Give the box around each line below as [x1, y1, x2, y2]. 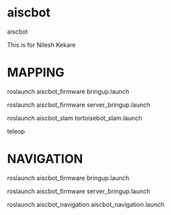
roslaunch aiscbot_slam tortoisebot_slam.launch [7, 114, 142, 122]
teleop [7, 127, 25, 135]
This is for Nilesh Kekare [7, 40, 76, 49]
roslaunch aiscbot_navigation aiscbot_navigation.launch [7, 200, 165, 208]
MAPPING [7, 65, 65, 80]
